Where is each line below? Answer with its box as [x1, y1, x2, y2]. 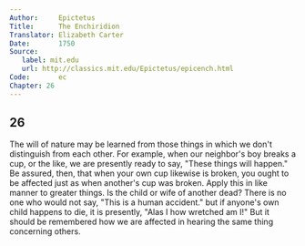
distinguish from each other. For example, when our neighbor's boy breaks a [9, 149, 297, 159]
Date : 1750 [9, 38, 76, 48]
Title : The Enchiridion [9, 22, 120, 31]
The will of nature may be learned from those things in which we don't [9, 138, 273, 150]
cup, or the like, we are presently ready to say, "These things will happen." [9, 159, 289, 169]
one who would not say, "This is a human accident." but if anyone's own [9, 197, 280, 208]
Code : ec [9, 73, 67, 82]
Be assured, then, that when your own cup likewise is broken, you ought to [9, 168, 290, 179]
